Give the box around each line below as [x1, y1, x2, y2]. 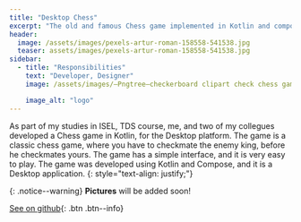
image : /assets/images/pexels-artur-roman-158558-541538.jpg [17, 38, 251, 47]
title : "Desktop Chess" [9, 13, 99, 22]
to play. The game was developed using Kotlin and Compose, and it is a [9, 158, 273, 169]
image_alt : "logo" [25, 96, 94, 105]
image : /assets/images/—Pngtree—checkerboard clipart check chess [25, 80, 279, 89]
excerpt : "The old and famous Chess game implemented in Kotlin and [9, 21, 271, 30]
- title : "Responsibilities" [17, 64, 126, 73]
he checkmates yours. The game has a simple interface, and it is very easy [9, 149, 286, 159]
